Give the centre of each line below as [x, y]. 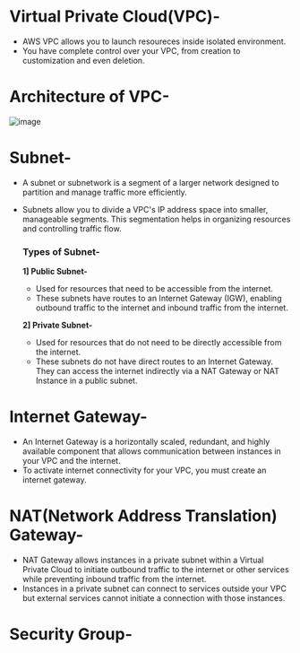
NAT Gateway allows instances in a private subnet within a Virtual [143, 560]
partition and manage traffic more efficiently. [105, 192]
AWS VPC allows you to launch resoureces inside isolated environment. [154, 41]
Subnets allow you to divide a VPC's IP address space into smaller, [145, 209]
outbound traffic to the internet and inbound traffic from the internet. [162, 308]
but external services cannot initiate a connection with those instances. [154, 597]
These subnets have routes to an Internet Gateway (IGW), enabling [159, 299]
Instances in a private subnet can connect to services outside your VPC [154, 588]
